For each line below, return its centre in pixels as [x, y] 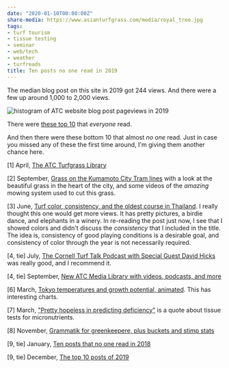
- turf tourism [29, 32]
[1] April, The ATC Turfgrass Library [57, 165]
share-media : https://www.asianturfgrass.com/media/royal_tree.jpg [105, 20]
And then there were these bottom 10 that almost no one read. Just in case [112, 137]
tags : [15, 26]
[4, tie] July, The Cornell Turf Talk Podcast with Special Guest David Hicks [111, 255]
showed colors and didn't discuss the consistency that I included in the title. [114, 228]
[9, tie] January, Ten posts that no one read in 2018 [79, 343]
